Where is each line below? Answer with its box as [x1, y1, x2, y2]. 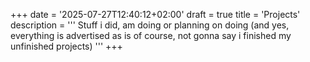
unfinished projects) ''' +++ [10, 40, 123, 52]
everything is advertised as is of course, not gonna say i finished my [10, 30, 292, 41]
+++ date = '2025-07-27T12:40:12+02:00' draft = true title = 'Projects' [10, 9, 301, 20]
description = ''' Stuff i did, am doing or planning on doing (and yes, [10, 19, 290, 31]
